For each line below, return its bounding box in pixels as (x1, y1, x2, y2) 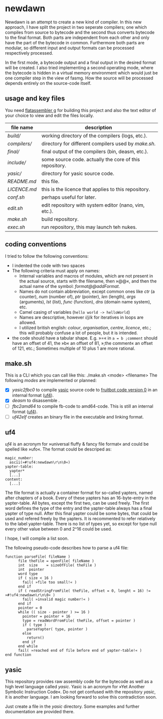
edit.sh (7, 205, 23, 211)
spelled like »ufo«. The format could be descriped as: (5, 446, 112, 452)
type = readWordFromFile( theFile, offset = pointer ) (22, 618, 136, 624)
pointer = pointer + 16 (22, 614, 70, 619)
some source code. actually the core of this (41, 156, 140, 163)
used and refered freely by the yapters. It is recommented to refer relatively (5, 516, 156, 522)
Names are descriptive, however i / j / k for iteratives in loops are (19, 314, 144, 320)
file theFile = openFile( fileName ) (17, 559, 95, 564)
